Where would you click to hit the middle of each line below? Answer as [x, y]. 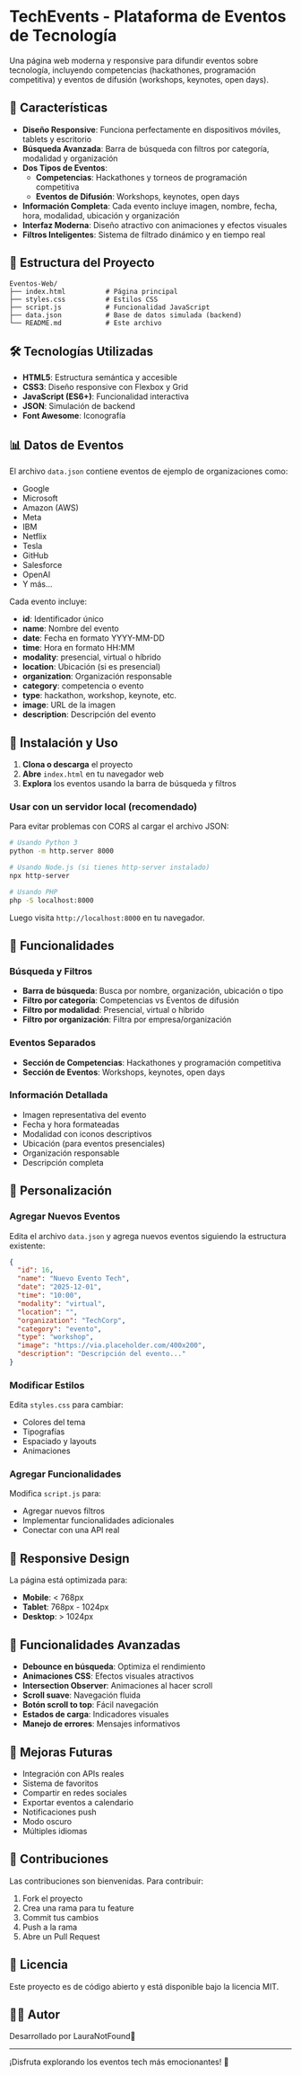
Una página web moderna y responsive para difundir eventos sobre [134, 60]
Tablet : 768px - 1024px [65, 1607]
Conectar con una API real [71, 1530]
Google [36, 489]
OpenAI [36, 575]
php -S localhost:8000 [52, 900]
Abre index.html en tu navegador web [93, 774]
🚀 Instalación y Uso [64, 743]
